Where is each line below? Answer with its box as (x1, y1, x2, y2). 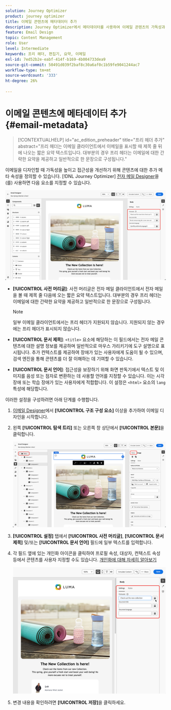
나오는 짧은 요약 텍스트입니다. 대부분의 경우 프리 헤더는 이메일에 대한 (23, 149, 159, 155)
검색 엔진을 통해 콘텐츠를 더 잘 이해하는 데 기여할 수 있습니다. (12, 355, 134, 361)
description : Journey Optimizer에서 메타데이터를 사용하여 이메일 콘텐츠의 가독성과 (5, 25, 165, 30)
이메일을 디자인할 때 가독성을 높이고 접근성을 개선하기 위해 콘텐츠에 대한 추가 (5, 167, 158, 173)
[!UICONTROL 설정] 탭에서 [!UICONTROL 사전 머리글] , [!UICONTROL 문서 (12, 533, 164, 539)
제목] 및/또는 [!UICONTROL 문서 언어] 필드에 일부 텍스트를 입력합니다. (12, 539, 153, 545)
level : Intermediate (5, 46, 49, 51)
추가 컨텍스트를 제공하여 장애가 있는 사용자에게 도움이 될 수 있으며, (32, 349, 164, 355)
